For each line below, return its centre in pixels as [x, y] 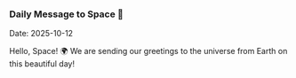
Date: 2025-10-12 [41, 34]
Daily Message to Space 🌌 [67, 14]
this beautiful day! [42, 64]
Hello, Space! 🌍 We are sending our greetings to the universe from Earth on [148, 51]
